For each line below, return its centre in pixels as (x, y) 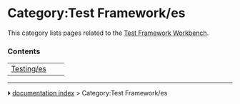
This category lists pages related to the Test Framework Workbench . (108, 33)
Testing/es (29, 69)
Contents (24, 51)
